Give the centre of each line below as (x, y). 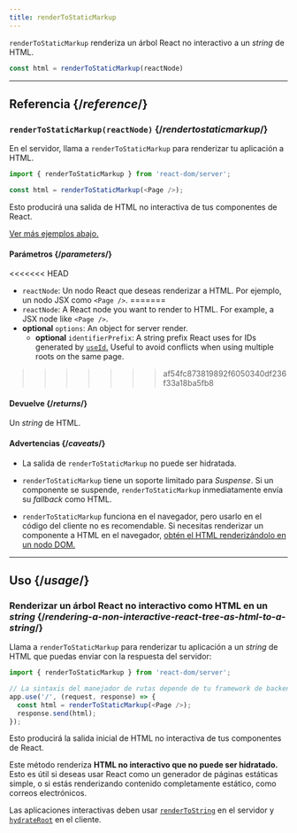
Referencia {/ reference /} (79, 104)
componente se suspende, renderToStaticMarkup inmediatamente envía (152, 490)
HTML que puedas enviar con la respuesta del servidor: (110, 657)
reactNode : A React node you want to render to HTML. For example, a (148, 310)
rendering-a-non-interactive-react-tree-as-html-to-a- (165, 616)
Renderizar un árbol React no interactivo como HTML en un (138, 605)
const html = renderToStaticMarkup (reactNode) (96, 68)
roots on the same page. (80, 357)
